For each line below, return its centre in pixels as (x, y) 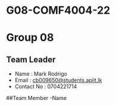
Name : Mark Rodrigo (41, 74)
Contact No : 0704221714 (46, 86)
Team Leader (31, 59)
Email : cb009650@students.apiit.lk (58, 80)
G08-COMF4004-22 (58, 10)
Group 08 (30, 38)
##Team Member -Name (37, 98)
